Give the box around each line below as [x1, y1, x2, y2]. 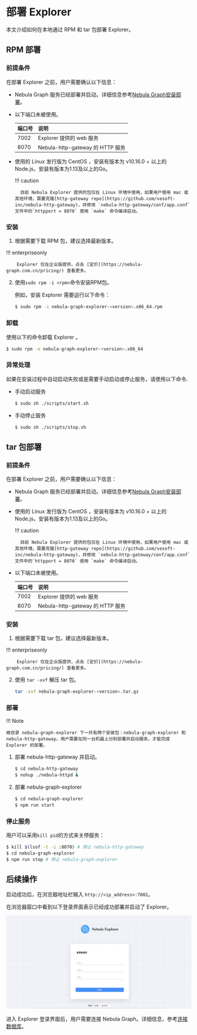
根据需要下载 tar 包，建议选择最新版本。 [14, 635, 112, 642]
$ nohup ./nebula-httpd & [14, 772, 78, 778]
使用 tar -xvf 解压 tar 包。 [14, 676, 79, 683]
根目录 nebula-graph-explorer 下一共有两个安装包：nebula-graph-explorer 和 [6, 730, 186, 736]
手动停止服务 [14, 412, 46, 419]
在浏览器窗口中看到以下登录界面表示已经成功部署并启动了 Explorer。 [6, 903, 172, 910]
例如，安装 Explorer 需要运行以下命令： [14, 292, 111, 299]
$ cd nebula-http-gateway [14, 766, 78, 772]
